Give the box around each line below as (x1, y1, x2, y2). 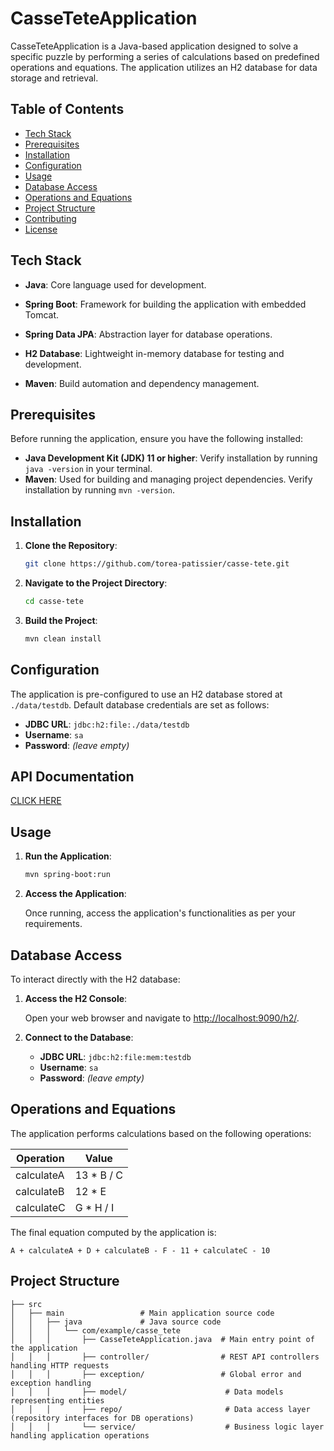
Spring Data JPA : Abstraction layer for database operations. (24, 328, 273, 340)
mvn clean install (24, 633, 102, 644)
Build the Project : (24, 614, 98, 626)
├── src (10, 1299, 43, 1309)
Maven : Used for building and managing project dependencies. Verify (24, 473, 313, 486)
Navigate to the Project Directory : (24, 577, 168, 589)
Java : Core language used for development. (24, 278, 207, 291)
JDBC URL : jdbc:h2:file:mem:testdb (39, 1050, 192, 1062)
